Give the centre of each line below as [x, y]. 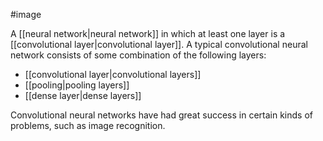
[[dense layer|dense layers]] [83, 95]
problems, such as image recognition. [88, 125]
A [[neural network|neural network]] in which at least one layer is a [148, 33]
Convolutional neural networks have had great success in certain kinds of [161, 115]
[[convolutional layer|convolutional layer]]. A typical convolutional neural [159, 44]
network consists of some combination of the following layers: [138, 55]
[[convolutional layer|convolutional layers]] [113, 74]
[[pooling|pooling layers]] [77, 85]
